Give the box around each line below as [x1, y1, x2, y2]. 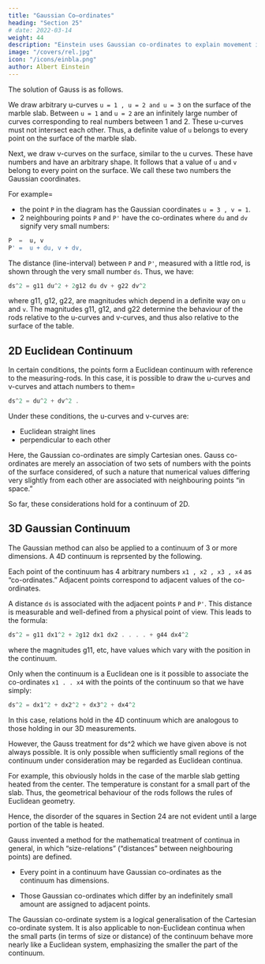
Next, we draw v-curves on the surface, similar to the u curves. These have [8, 148, 253, 158]
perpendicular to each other [19, 435, 111, 444]
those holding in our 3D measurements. [8, 723, 136, 733]
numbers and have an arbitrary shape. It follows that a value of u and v [8, 157, 237, 167]
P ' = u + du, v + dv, [8, 244, 83, 252]
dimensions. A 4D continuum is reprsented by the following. [8, 551, 203, 561]
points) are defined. [8, 852, 73, 861]
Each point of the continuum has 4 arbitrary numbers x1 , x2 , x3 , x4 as [8, 566, 252, 576]
